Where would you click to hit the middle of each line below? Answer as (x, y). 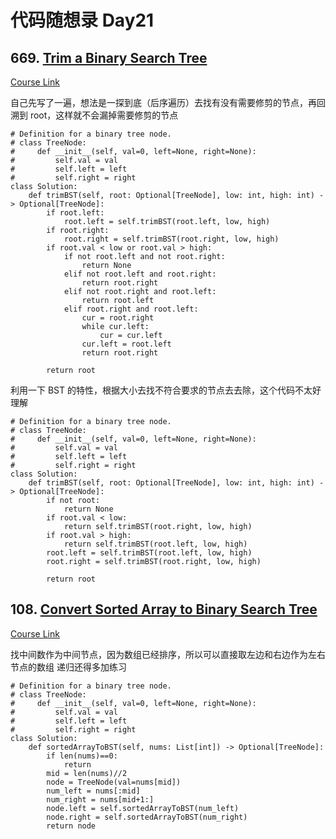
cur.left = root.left (126, 344)
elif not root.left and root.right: (140, 274)
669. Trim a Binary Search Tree (109, 57)
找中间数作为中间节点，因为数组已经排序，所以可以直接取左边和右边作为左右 (168, 654)
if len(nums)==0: (82, 756)
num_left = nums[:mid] (93, 791)
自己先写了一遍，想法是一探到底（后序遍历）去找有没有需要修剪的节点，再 (163, 102)
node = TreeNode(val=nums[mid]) (114, 782)
